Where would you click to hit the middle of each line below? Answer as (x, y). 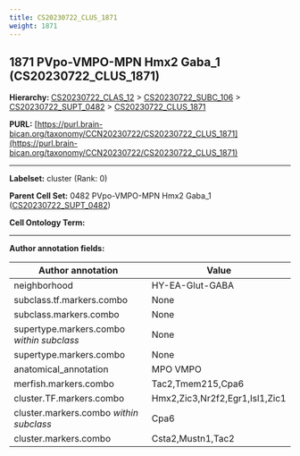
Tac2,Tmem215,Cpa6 (198, 384)
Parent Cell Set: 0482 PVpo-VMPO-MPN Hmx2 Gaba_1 (110, 196)
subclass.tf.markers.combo (71, 300)
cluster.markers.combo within (76, 413)
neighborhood (44, 285)
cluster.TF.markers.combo (69, 399)
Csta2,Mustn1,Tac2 (193, 439)
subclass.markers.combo (67, 315)
